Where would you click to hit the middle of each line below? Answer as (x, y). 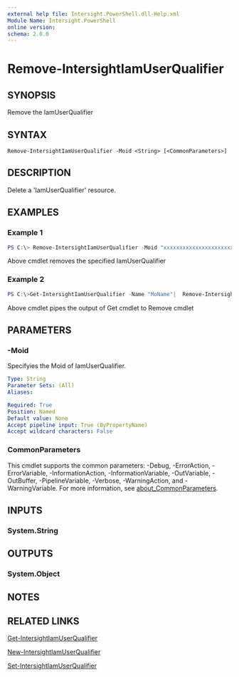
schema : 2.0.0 (28, 34)
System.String (33, 530)
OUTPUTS (30, 553)
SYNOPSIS (32, 95)
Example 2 (26, 280)
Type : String (27, 379)
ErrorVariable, (28, 473)
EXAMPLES (33, 212)
